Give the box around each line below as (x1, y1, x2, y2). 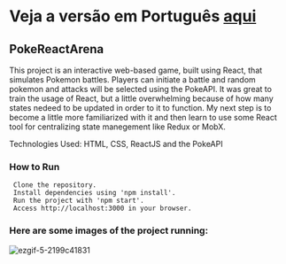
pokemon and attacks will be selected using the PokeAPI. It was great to (9, 84, 273, 94)
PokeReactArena (9, 42, 104, 57)
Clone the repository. (12, 181, 97, 190)
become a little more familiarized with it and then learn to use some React (9, 113, 277, 122)
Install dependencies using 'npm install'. (12, 189, 176, 198)
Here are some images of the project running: (9, 224, 209, 237)
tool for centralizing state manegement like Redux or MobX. (9, 121, 226, 132)
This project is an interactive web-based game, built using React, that (9, 65, 263, 75)
